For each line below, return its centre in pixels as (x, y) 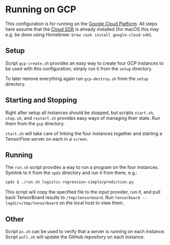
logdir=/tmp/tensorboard (32, 203)
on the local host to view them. (92, 203)
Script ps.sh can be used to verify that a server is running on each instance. (85, 232)
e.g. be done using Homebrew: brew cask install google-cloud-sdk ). (79, 34)
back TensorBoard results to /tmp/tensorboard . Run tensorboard (73, 197)
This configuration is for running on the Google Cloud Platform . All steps (81, 24)
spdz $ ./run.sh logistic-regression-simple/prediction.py (70, 182)
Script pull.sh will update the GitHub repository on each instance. (75, 237)
